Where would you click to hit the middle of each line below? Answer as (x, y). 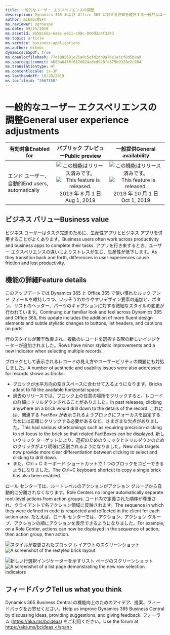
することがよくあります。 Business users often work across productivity (84, 239)
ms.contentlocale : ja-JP (31, 72)
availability (136, 155)
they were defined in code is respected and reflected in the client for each (82, 511)
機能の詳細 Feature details (46, 280)
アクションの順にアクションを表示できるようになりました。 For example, (89, 523)
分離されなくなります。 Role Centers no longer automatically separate (91, 492)
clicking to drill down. (35, 457)
